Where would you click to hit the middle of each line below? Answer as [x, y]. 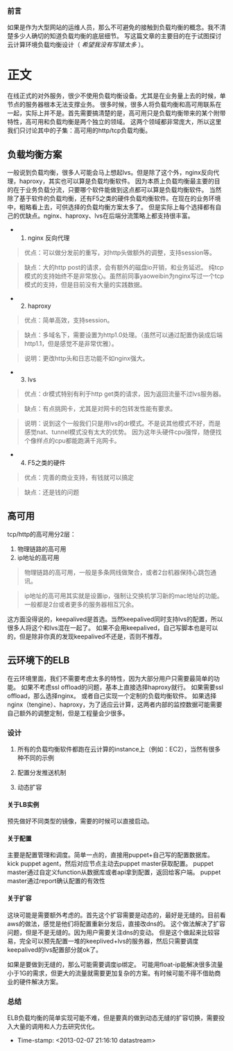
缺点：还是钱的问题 [52, 492]
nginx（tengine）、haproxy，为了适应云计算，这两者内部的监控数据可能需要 [115, 704]
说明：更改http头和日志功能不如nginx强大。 [86, 358]
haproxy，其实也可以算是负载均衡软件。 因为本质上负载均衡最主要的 [117, 181]
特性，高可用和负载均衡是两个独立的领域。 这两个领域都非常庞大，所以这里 [114, 122]
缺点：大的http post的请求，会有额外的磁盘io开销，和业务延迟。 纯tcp [124, 268]
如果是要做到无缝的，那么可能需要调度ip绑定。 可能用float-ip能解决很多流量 [115, 964]
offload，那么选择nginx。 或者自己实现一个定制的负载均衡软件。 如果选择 [112, 695]
